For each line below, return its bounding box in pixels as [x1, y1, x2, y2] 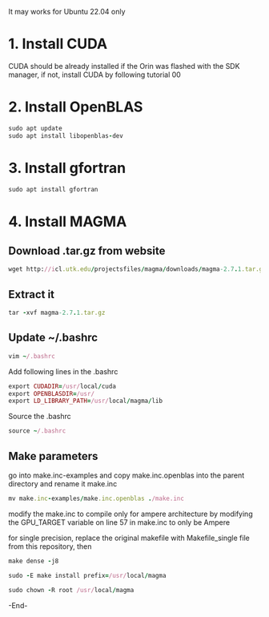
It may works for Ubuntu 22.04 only [8, 7, 126, 16]
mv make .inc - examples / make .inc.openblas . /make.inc [8, 494, 184, 502]
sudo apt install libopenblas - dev [8, 131, 124, 139]
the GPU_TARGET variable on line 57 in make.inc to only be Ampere [8, 517, 231, 527]
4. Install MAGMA [8, 212, 127, 231]
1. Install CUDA [8, 35, 108, 53]
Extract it [8, 288, 54, 301]
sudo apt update [8, 124, 62, 132]
